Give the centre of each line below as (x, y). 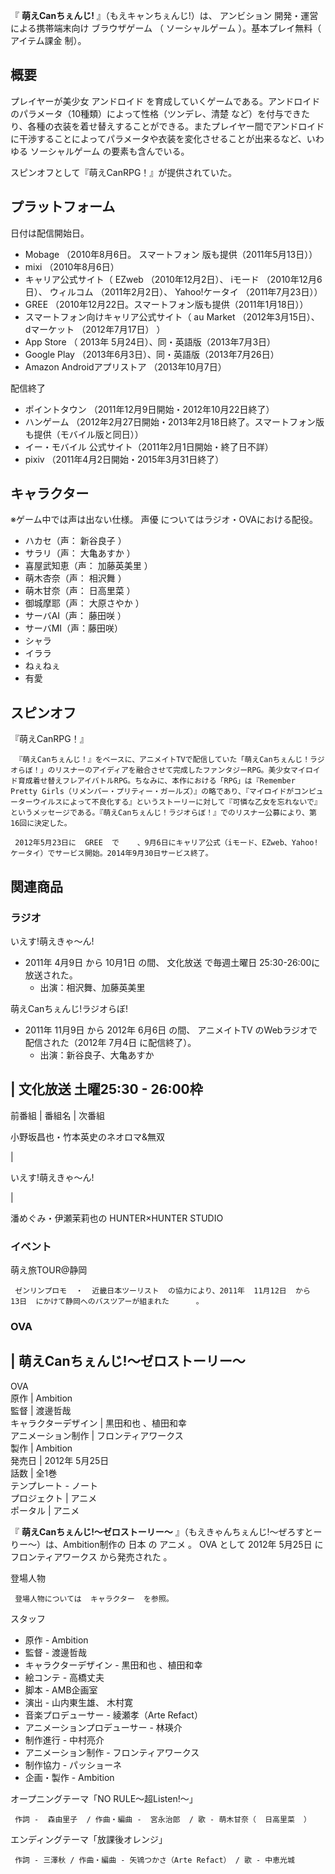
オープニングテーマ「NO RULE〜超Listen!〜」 (104, 1798)
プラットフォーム (63, 207)
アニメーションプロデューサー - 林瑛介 (103, 1727)
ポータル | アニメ (45, 1510)
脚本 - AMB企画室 (61, 1690)
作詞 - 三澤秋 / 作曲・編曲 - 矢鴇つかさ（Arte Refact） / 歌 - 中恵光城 (154, 1860)
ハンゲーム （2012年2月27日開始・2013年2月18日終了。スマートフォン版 (174, 421)
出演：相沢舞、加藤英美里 (92, 987)
